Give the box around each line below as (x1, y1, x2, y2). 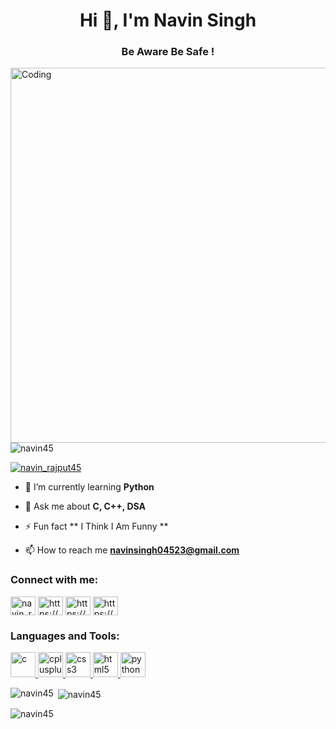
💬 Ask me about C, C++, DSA (24, 500, 146, 513)
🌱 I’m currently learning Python (24, 481, 155, 493)
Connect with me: (10, 573, 99, 587)
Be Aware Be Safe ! (121, 45, 215, 59)
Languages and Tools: (10, 629, 120, 643)
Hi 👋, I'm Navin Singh (79, 9, 257, 32)
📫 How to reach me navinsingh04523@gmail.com (24, 544, 240, 556)
